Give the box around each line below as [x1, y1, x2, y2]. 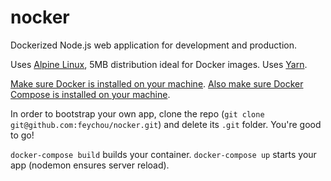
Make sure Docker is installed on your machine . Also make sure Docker [10, 77, 304, 90]
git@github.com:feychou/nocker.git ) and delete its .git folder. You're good [10, 118, 322, 130]
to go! [10, 129, 35, 141]
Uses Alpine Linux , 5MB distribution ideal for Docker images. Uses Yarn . [10, 58, 308, 70]
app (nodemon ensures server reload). [10, 159, 170, 171]
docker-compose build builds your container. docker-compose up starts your [10, 148, 317, 160]
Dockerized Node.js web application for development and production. [10, 39, 298, 51]
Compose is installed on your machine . [10, 88, 171, 100]
